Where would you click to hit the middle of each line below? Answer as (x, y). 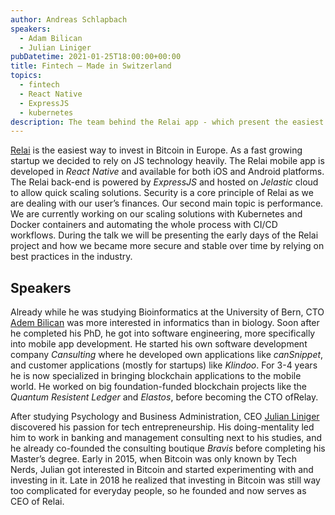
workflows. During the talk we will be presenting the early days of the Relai (164, 235)
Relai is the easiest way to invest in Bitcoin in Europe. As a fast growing (156, 150)
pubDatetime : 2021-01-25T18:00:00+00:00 (96, 57)
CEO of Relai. (37, 502)
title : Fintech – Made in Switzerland (91, 66)
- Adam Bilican (51, 38)
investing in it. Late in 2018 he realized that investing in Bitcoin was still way (165, 480)
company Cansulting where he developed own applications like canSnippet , (167, 355)
